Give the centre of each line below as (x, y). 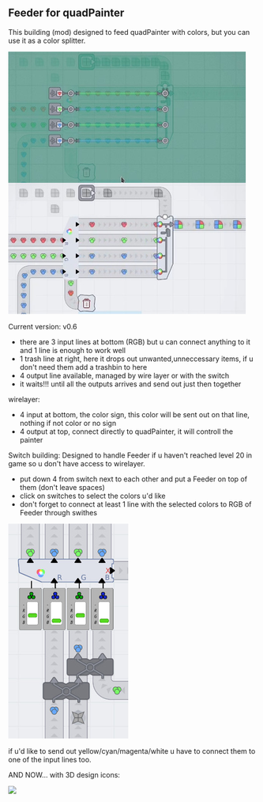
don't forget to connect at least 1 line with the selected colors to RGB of (135, 504)
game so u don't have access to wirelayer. (77, 463)
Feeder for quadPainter (66, 13)
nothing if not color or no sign (68, 423)
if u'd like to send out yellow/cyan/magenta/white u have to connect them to (132, 751)
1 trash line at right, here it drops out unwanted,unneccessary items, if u (136, 359)
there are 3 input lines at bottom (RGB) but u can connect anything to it (135, 342)
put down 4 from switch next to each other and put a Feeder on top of (133, 479)
